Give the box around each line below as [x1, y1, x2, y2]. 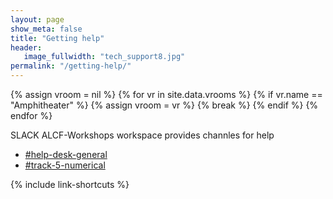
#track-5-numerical [24, 159, 106, 171]
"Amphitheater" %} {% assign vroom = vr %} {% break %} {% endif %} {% [10, 99, 319, 111]
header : [10, 42, 43, 53]
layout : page [10, 14, 65, 25]
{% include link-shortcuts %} [10, 179, 130, 190]
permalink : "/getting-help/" [10, 61, 132, 71]
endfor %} [10, 110, 53, 121]
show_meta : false [10, 24, 83, 34]
